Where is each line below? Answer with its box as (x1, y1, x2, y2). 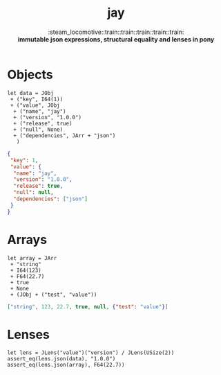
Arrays (7, 232, 47, 247)
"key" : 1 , (10, 157, 39, 164)
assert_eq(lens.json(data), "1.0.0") (7, 356, 116, 363)
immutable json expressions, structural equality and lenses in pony (17, 35, 215, 43)
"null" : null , (13, 189, 54, 196)
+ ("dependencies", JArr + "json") (13, 132, 116, 139)
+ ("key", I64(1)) (10, 96, 64, 103)
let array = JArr (7, 254, 57, 261)
